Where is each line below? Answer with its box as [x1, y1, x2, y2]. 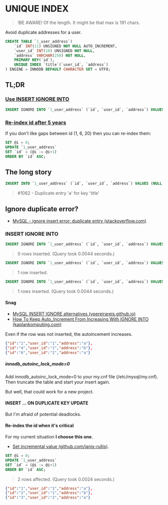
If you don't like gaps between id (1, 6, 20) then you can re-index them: [5, 130, 151, 136]
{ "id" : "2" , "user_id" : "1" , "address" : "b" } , [5, 490, 93, 495]
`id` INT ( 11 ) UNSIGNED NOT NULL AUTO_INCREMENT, [14, 44, 117, 49]
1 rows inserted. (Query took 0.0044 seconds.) [17, 288, 114, 294]
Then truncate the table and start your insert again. [5, 379, 110, 385]
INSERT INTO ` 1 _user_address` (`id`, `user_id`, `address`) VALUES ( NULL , [5, 181, 164, 186]
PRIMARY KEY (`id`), [14, 58, 55, 63]
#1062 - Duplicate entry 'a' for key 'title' [17, 190, 100, 196]
